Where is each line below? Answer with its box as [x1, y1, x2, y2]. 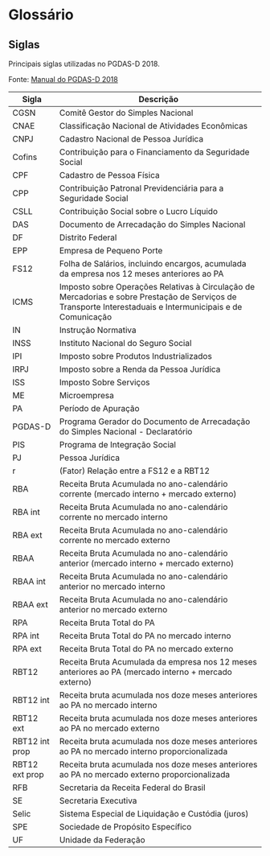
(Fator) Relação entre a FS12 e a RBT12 [59, 465, 211, 476]
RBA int [12, 507, 40, 517]
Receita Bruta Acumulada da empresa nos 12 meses [59, 656, 257, 667]
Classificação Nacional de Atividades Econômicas [59, 121, 248, 131]
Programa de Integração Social [59, 439, 177, 450]
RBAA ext [12, 599, 48, 610]
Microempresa [59, 390, 114, 401]
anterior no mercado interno [59, 581, 166, 592]
